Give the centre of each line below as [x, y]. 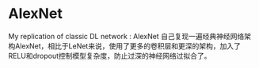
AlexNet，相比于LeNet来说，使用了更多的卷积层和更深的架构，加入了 [128, 46]
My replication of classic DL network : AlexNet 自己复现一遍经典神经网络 [126, 36]
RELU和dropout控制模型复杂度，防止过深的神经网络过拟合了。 [110, 55]
